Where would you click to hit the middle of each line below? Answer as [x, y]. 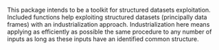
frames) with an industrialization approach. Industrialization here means [108, 24]
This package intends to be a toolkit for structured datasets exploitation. [109, 10]
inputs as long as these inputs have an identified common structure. [103, 39]
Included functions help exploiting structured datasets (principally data [107, 17]
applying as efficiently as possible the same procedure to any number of [109, 32]
